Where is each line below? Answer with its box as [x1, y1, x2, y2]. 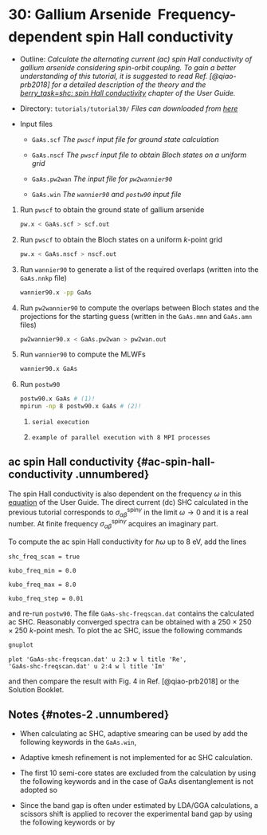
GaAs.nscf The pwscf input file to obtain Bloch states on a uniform [31, 150, 247, 160]
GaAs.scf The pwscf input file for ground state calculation [31, 134, 219, 144]
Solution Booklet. [8, 684, 65, 694]
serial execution [31, 419, 90, 427]
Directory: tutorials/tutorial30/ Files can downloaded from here [19, 104, 238, 113]
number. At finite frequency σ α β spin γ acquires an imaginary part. [8, 518, 219, 530]
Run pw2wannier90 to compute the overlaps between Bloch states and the [19, 303, 260, 313]
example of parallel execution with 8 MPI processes [31, 434, 211, 442]
